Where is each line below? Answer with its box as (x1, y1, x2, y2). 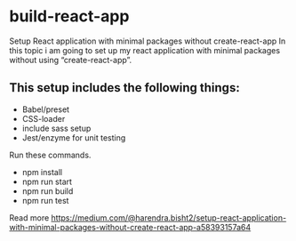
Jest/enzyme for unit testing (21, 132, 126, 143)
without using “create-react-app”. (9, 54, 132, 65)
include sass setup (21, 123, 92, 133)
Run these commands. (9, 149, 92, 160)
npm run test (21, 195, 69, 205)
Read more (9, 212, 50, 223)
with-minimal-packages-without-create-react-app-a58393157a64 (9, 221, 252, 232)
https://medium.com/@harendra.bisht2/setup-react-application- (51, 212, 287, 223)
